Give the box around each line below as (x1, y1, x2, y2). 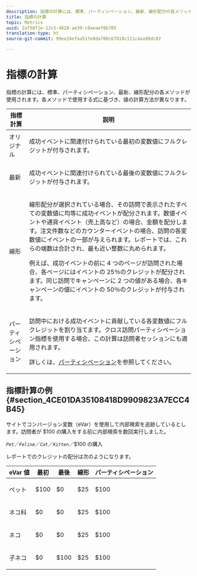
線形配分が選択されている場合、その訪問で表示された (29, 200, 176, 208)
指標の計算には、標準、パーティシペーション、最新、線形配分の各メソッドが (6, 89, 191, 96)
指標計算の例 (6, 385, 53, 396)
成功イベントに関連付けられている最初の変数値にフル (29, 137, 176, 145)
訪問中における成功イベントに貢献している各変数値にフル (29, 317, 188, 325)
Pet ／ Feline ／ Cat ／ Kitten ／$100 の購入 (6, 441, 103, 448)
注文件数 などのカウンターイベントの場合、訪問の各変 (40, 226, 188, 235)
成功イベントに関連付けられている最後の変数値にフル (29, 168, 176, 177)
